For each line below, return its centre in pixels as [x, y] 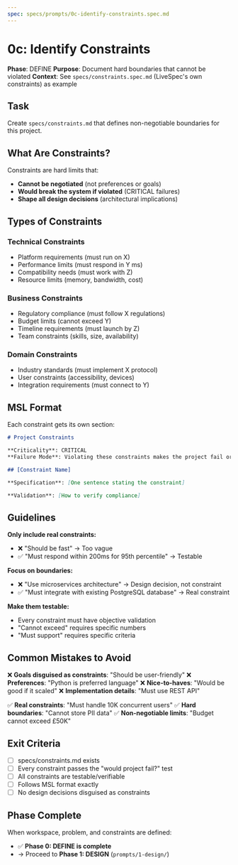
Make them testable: [38, 606]
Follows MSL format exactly [58, 785]
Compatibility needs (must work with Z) [75, 272]
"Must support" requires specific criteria [76, 636]
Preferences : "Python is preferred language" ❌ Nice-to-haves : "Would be [116, 683]
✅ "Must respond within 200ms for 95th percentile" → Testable [110, 556]
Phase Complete [45, 815]
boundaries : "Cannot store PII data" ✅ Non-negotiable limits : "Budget [110, 713]
